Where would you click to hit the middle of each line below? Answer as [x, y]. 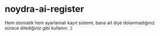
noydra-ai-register [44, 9]
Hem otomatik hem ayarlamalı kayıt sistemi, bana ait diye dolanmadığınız [80, 23]
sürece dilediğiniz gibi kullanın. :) [39, 28]
